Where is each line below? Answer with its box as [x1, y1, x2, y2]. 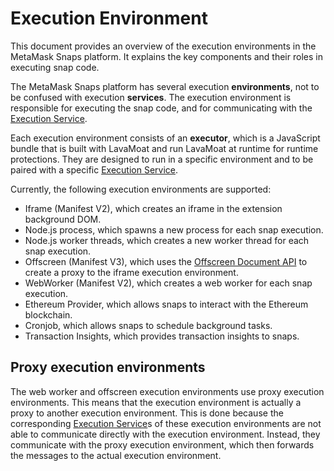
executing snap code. [10, 61, 100, 73]
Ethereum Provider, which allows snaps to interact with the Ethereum [24, 298, 309, 310]
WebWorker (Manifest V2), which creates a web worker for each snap [24, 277, 313, 289]
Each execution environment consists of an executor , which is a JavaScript [10, 132, 321, 144]
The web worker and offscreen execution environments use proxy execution [10, 385, 325, 397]
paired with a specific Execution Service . [10, 163, 178, 176]
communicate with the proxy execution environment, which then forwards [10, 438, 315, 451]
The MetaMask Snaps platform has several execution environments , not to [10, 80, 320, 92]
